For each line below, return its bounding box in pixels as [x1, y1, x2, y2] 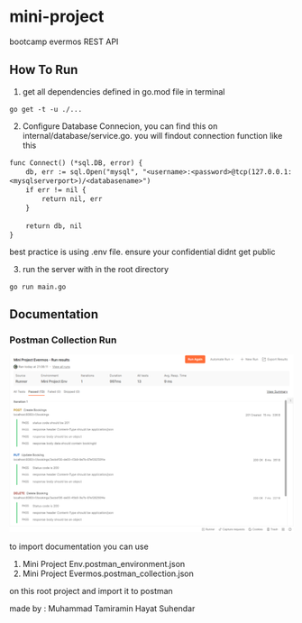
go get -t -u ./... [9, 105, 83, 114]
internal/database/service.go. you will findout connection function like [22, 130, 283, 141]
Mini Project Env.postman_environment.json [22, 558, 186, 569]
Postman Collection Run [9, 334, 117, 346]
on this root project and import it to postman [9, 585, 173, 596]
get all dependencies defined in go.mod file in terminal [22, 86, 225, 96]
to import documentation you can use [9, 541, 149, 552]
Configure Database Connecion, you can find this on [22, 120, 218, 132]
